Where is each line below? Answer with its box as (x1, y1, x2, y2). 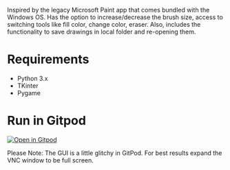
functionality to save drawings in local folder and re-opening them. (7, 27, 196, 36)
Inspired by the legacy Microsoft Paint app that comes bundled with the (7, 6, 210, 14)
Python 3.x (17, 74, 48, 82)
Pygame (17, 88, 41, 97)
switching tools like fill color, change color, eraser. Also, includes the (7, 21, 201, 28)
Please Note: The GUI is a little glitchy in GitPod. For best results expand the (7, 149, 222, 157)
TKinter (17, 82, 39, 90)
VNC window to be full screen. (7, 156, 94, 164)
